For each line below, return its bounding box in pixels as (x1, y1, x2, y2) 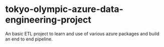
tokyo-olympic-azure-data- (5, 3, 124, 15)
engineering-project (5, 14, 92, 25)
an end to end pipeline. (5, 36, 53, 42)
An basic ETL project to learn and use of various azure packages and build (5, 30, 159, 36)
